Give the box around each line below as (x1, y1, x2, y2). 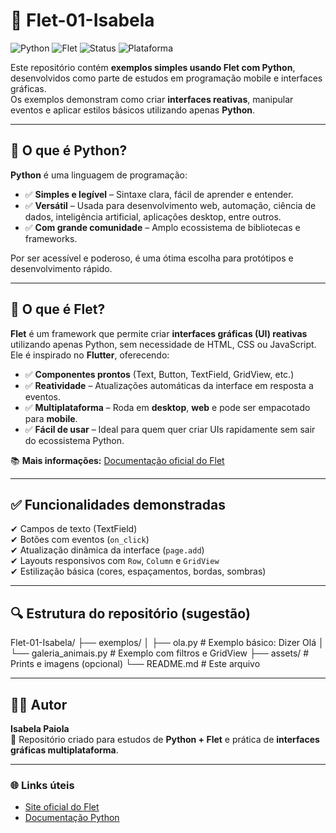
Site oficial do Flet (24, 801, 100, 813)
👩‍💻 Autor (10, 696, 68, 713)
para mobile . (24, 412, 78, 424)
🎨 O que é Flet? (10, 301, 106, 318)
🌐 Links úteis (10, 778, 75, 792)
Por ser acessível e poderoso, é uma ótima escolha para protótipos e (10, 252, 294, 264)
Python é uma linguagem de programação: (10, 169, 188, 181)
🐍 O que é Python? (10, 142, 128, 159)
